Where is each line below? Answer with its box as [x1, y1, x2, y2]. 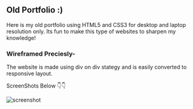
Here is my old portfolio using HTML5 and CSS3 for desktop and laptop [6, 21, 186, 28]
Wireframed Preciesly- [6, 49, 75, 58]
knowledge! [6, 34, 36, 42]
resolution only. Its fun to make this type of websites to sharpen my [6, 28, 176, 35]
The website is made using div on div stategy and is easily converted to [6, 64, 187, 71]
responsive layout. [6, 70, 53, 77]
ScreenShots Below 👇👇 [6, 82, 66, 89]
